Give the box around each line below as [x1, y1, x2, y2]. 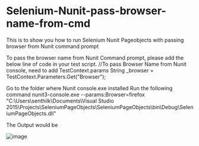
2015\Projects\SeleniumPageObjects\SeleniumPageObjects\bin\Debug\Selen [6, 103, 194, 110]
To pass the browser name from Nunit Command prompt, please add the [6, 54, 184, 61]
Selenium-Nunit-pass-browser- [6, 4, 166, 18]
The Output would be [6, 121, 58, 128]
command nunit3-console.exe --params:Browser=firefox [6, 91, 146, 98]
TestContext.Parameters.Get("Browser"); [6, 73, 106, 80]
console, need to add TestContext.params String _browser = [6, 66, 154, 74]
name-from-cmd [6, 17, 91, 30]
